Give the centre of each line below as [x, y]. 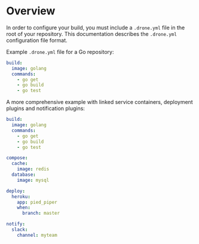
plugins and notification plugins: [46, 108]
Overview [31, 11]
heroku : [21, 196]
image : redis [33, 169]
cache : [20, 164]
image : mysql [33, 180]
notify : [16, 224]
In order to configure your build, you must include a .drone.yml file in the [96, 28]
